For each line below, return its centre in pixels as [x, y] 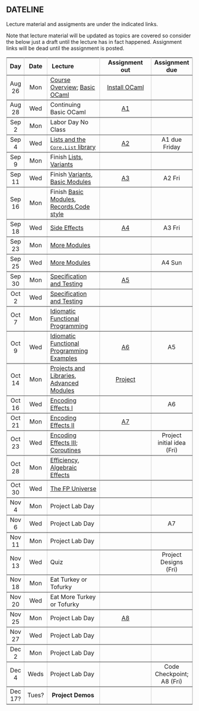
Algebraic [63, 467]
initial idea [172, 442]
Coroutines [65, 450]
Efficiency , [65, 460]
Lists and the [68, 139]
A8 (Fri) [171, 681]
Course [60, 79]
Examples [64, 358]
